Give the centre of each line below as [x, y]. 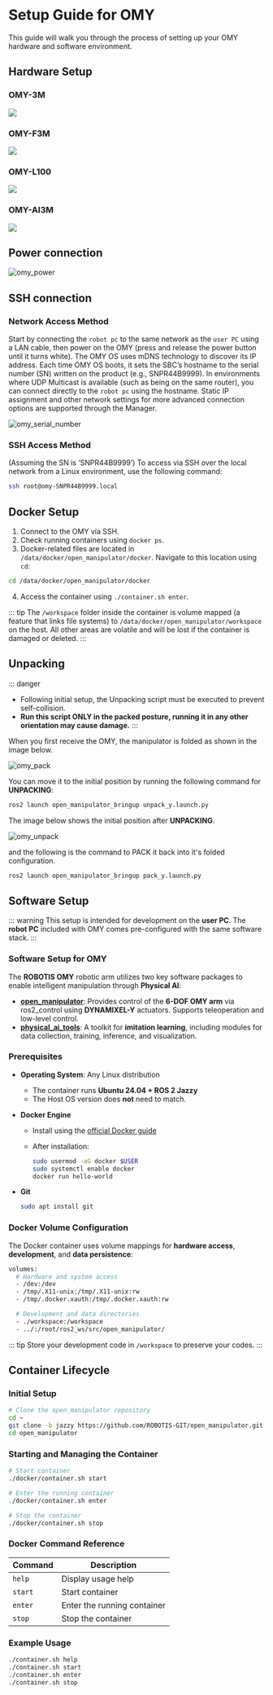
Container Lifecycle [59, 1370]
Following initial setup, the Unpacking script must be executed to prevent [142, 699]
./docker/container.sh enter [58, 1500]
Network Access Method [59, 321]
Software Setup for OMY [58, 959]
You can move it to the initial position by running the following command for [135, 781]
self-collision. [43, 708]
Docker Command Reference [67, 1544]
